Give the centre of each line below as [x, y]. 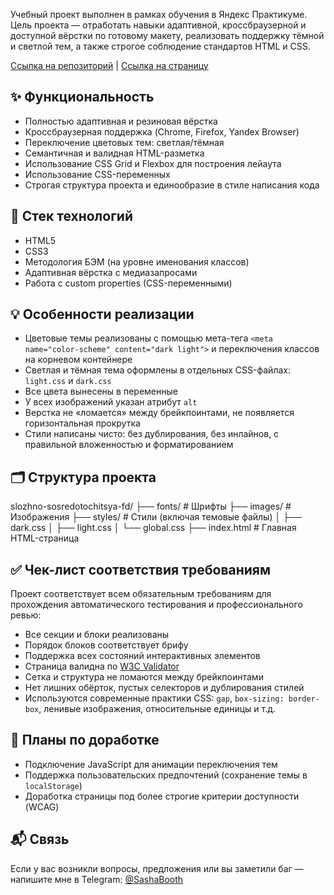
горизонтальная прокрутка [82, 423]
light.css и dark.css [68, 381]
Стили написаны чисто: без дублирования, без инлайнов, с [152, 434]
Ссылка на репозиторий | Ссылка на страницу [109, 65]
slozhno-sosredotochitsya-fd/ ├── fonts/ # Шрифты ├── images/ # [151, 506]
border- [304, 699]
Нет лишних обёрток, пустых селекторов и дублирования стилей [164, 688]
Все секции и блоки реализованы [97, 635]
